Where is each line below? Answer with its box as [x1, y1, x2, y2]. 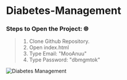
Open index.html [29, 44, 69, 51]
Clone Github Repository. [29, 38, 90, 45]
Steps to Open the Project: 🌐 [6, 25, 89, 33]
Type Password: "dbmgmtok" [29, 56, 101, 63]
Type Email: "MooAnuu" [29, 50, 87, 57]
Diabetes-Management [6, 4, 122, 17]
